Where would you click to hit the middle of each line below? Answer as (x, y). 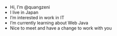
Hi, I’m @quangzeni (30, 7)
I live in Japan (24, 12)
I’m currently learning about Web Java (49, 23)
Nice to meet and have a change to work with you (61, 28)
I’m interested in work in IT (37, 18)
